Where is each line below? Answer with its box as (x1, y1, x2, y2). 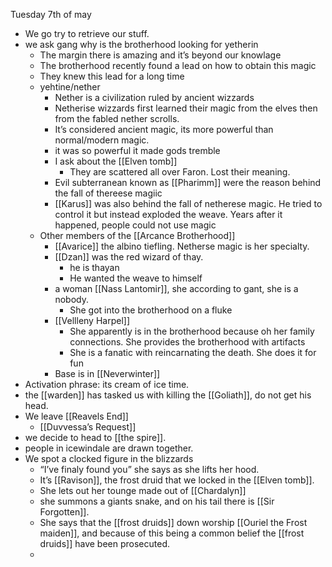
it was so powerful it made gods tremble (54, 145, 221, 156)
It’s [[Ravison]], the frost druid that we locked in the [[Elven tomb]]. (39, 474, 315, 486)
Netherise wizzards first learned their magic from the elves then (54, 102, 318, 114)
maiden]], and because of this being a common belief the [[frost (39, 527, 305, 539)
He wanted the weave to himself (69, 272, 203, 284)
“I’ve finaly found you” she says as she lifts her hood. (39, 464, 260, 475)
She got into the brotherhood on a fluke (69, 304, 233, 316)
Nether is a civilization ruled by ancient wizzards (54, 92, 255, 103)
